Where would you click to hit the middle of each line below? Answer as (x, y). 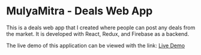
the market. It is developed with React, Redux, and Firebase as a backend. (98, 33)
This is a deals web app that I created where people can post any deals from (101, 27)
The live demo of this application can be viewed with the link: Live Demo (95, 45)
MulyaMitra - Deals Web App (79, 11)
